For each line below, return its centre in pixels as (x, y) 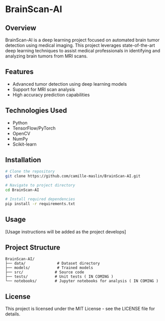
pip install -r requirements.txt (40, 204)
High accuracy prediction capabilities (51, 95)
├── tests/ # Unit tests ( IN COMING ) (59, 277)
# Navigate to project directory (40, 185)
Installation (23, 160)
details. (13, 314)
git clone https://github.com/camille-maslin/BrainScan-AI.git (73, 176)
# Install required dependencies (40, 199)
